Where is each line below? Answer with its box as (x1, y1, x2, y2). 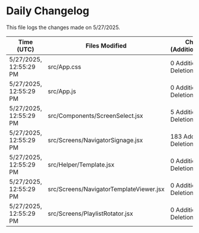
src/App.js (47, 87, 76, 95)
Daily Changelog (6, 4, 90, 18)
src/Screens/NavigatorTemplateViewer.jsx (47, 185, 165, 193)
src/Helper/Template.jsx (47, 160, 114, 168)
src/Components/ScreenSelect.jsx (47, 111, 143, 120)
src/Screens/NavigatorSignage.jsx (47, 136, 143, 144)
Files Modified (85, 42, 127, 50)
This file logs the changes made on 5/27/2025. (6, 24, 120, 31)
